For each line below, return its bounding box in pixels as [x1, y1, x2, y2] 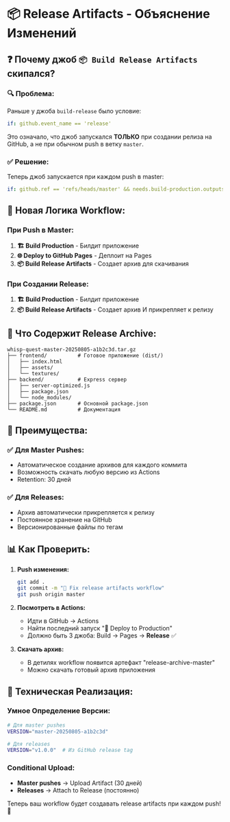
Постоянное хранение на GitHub [16, 515, 112, 524]
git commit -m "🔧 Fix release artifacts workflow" [16, 585, 165, 591]
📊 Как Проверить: [7, 543, 90, 555]
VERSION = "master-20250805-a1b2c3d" [7, 728, 109, 735]
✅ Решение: [7, 156, 49, 166]
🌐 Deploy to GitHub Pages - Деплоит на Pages [16, 251, 152, 259]
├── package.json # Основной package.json [7, 400, 149, 407]
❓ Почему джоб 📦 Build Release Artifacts [7, 54, 198, 65]
